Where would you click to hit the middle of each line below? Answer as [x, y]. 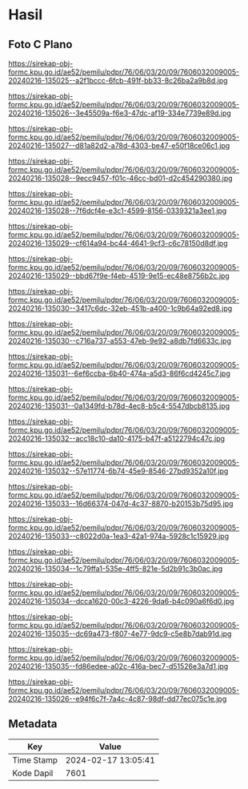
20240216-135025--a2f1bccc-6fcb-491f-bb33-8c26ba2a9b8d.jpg [118, 81]
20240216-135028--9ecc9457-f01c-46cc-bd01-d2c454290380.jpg [121, 178]
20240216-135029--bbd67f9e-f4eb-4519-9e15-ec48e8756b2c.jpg [119, 276]
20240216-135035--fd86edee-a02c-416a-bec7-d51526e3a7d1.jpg [118, 666]
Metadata [33, 724]
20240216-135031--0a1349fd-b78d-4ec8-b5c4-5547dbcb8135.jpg [119, 406]
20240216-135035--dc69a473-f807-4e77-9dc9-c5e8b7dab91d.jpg [120, 634]
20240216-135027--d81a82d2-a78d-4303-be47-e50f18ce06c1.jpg [119, 145]
